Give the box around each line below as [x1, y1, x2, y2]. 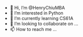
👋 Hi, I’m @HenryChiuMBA [10, 5, 65, 10]
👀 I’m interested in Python [10, 10, 64, 16]
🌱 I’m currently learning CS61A [10, 15, 74, 21]
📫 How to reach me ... [10, 26, 57, 32]
